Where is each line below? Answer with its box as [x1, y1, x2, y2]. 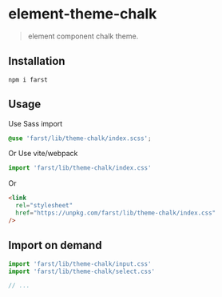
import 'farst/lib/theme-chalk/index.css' [8, 164, 152, 172]
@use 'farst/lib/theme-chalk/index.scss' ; [8, 134, 152, 142]
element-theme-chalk [8, 5, 157, 23]
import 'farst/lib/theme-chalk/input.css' [8, 259, 152, 268]
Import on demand [8, 239, 102, 252]
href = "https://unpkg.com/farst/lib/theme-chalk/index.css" [15, 209, 216, 217]
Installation [8, 54, 65, 68]
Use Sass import [8, 118, 63, 128]
